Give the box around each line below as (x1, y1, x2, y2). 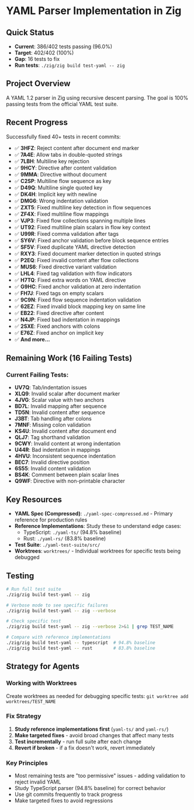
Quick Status (6, 28, 54, 38)
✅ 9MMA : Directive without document (14, 171, 107, 178)
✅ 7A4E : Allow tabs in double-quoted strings (14, 151, 123, 158)
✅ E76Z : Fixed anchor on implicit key (14, 329, 104, 336)
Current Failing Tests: (6, 371, 69, 379)
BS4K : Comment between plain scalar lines (14, 471, 119, 479)
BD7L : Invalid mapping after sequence (14, 403, 107, 410)
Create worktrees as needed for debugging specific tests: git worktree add (6, 692, 189, 699)
